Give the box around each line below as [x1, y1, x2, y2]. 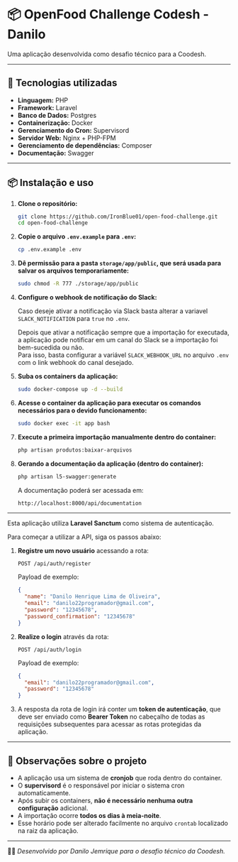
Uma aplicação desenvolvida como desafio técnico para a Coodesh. [7, 50, 207, 58]
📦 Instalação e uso [7, 177, 94, 189]
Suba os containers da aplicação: [17, 372, 118, 381]
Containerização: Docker [17, 119, 93, 127]
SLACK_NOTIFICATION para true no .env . [17, 315, 130, 323]
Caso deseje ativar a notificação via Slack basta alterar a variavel [17, 307, 208, 315]
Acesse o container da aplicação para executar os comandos [17, 398, 202, 407]
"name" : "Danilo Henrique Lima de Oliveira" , [24, 593, 161, 601]
